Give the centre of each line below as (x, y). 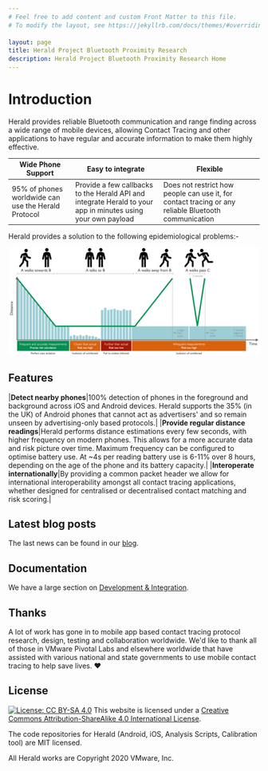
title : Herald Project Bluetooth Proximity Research (98, 51)
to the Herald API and (110, 193)
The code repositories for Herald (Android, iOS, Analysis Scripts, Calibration (133, 733)
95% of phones (37, 189)
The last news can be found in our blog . (74, 544)
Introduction (50, 99)
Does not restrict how (198, 184)
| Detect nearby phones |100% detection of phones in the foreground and (128, 397)
